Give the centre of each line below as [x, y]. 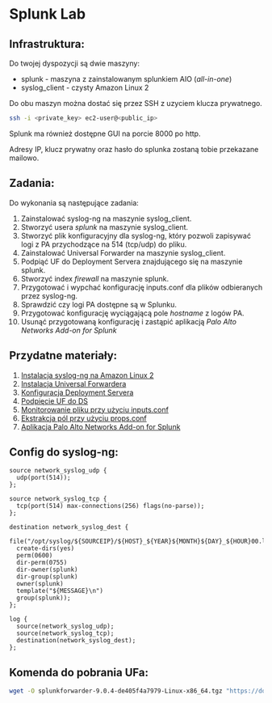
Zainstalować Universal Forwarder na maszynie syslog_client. [123, 252]
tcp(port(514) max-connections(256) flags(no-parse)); [111, 506]
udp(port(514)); [44, 478]
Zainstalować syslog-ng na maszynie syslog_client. [106, 218]
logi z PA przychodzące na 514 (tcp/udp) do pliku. [104, 244]
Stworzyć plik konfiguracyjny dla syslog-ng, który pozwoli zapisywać [136, 235]
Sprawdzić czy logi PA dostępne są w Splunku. [98, 304]
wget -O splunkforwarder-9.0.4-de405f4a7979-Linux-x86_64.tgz [116, 691]
